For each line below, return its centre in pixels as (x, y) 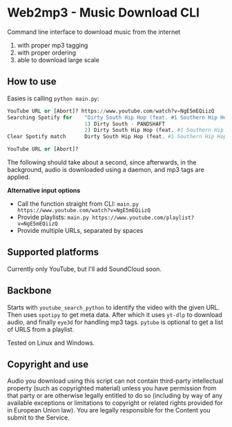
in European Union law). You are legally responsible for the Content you (109, 410)
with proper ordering (47, 53)
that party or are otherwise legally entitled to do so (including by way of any (115, 396)
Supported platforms (53, 253)
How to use (32, 82)
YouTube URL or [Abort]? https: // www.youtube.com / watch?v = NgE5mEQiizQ (111, 111)
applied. (19, 177)
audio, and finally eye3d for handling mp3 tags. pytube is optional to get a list (115, 322)
